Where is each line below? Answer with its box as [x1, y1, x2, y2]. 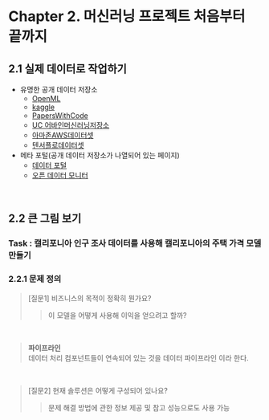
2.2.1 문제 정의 [8, 274, 62, 285]
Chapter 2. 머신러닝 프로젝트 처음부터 [8, 7, 246, 26]
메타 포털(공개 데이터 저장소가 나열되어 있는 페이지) [19, 150, 180, 160]
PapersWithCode [31, 111, 88, 120]
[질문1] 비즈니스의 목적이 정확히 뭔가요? [27, 293, 152, 303]
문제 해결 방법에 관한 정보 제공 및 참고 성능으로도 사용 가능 [47, 402, 230, 412]
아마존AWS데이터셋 [31, 130, 94, 140]
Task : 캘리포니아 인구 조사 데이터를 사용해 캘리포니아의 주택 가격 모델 [8, 238, 262, 249]
